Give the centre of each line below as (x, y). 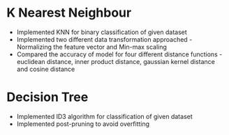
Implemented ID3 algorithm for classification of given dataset (104, 116)
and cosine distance (46, 69)
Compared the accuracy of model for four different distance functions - (119, 54)
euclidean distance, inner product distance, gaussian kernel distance (116, 61)
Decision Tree (47, 97)
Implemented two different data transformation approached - (104, 39)
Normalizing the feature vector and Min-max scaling (91, 47)
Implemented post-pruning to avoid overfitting (83, 124)
